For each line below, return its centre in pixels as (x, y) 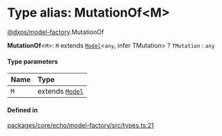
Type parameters (33, 61)
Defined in (23, 110)
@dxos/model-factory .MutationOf (56, 32)
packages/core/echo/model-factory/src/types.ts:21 (81, 126)
